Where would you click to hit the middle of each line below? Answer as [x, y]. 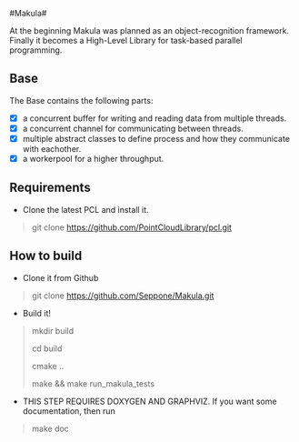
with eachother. [52, 149]
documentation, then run [69, 411]
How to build [46, 256]
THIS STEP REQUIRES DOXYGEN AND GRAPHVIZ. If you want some [149, 401]
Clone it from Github [60, 277]
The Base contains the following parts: [81, 100]
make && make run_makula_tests [93, 383]
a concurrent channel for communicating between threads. [133, 128]
